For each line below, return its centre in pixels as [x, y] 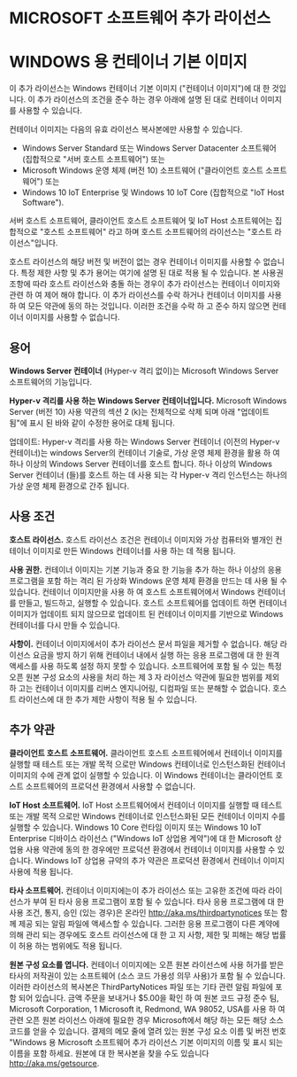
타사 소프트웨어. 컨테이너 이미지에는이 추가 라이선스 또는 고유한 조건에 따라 [138, 890]
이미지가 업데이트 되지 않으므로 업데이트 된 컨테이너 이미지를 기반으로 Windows [146, 613]
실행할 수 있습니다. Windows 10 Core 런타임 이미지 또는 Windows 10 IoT [136, 827]
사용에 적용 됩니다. [41, 871]
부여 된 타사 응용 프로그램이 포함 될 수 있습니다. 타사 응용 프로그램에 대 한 [158, 901]
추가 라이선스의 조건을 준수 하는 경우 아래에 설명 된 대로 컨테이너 [148, 99]
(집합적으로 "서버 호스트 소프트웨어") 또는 [93, 160]
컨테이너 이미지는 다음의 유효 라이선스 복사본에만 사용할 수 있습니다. [126, 129]
